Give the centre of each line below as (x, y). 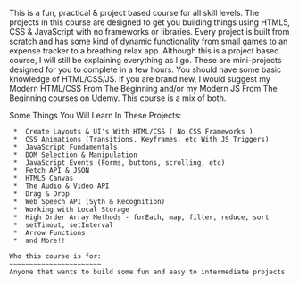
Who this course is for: (55, 256)
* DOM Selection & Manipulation (75, 155)
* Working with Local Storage (71, 209)
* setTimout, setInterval (63, 225)
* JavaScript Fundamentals (65, 147)
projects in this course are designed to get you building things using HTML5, (149, 22)
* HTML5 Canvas (43, 178)
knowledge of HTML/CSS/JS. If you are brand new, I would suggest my (140, 79)
